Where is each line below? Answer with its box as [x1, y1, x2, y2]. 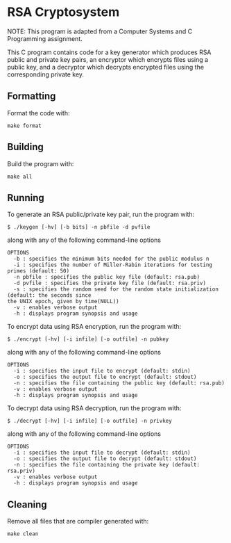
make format [7, 122, 42, 129]
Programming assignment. [7, 34, 83, 42]
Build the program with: [7, 159, 74, 168]
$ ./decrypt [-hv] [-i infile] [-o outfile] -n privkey [7, 418, 172, 425]
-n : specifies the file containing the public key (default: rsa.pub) [13, 380, 225, 387]
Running [7, 192, 45, 204]
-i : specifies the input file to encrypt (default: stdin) [13, 368, 191, 375]
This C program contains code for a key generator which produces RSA [7, 48, 212, 56]
